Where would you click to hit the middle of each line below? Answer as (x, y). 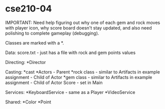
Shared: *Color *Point (28, 102)
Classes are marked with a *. (35, 42)
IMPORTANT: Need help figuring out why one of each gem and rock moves (83, 22)
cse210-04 (29, 9)
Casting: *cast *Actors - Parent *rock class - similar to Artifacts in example (83, 72)
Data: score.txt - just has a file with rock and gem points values (70, 52)
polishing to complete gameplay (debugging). (52, 33)
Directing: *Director (26, 62)
